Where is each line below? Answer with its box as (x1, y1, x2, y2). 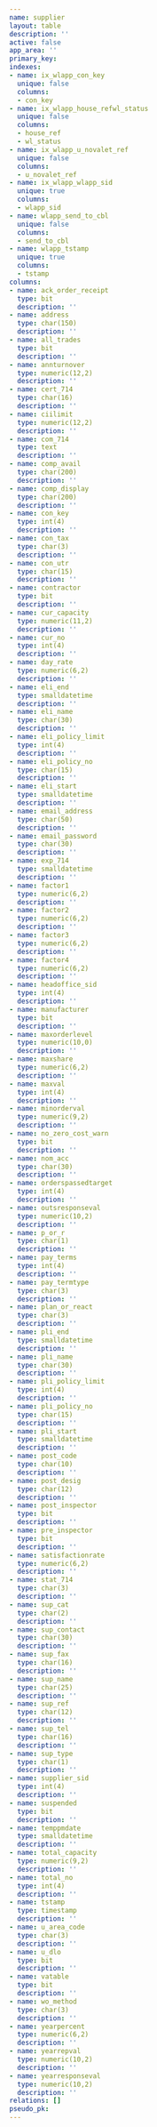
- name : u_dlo (9, 1947, 62, 1956)
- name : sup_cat (9, 1600, 69, 1609)
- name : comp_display (9, 484, 90, 494)
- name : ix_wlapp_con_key (9, 71, 105, 80)
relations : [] (9, 2096, 62, 2106)
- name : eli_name (9, 708, 74, 717)
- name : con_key (9, 509, 69, 518)
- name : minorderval (9, 1104, 86, 1113)
